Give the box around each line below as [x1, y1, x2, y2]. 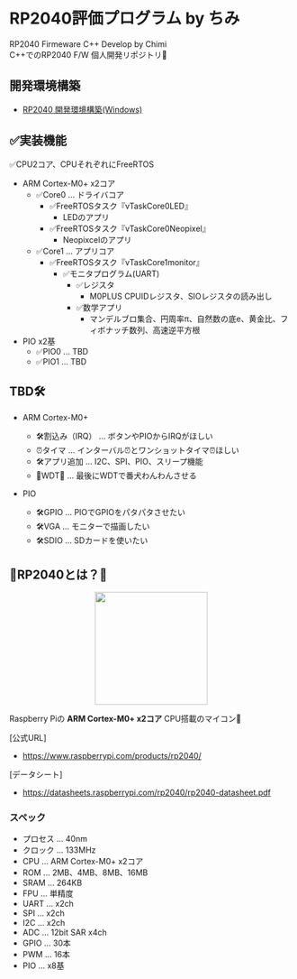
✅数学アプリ [76, 301, 123, 312]
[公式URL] [9, 733, 47, 743]
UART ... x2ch [22, 899, 75, 910]
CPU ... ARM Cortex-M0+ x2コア [22, 856, 144, 867]
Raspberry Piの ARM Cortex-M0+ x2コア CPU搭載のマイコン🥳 [9, 714, 241, 725]
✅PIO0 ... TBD [35, 346, 88, 356]
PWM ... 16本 [22, 949, 70, 960]
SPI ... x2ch [22, 908, 65, 919]
